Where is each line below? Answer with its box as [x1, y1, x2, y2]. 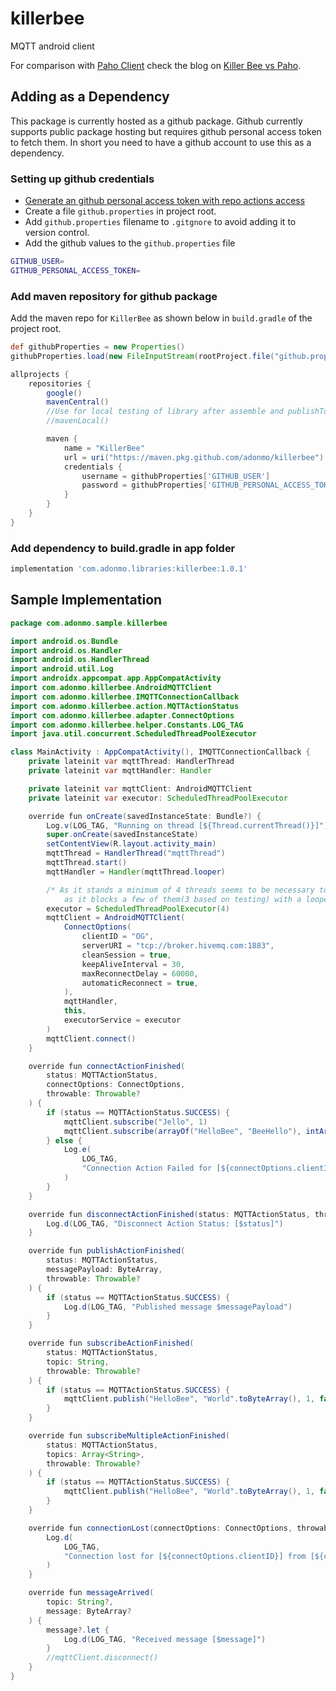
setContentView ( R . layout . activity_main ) [46, 839, 217, 849]
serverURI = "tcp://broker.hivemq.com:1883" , [81, 941, 275, 951]
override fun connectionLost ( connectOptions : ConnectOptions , [28, 1523, 293, 1533]
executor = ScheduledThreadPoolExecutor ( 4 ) [46, 903, 230, 914]
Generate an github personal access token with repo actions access [24, 195, 306, 207]
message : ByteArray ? [46, 1606, 132, 1616]
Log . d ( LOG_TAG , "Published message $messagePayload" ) [63, 1302, 293, 1312]
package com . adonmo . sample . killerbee [10, 618, 168, 628]
